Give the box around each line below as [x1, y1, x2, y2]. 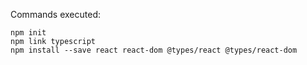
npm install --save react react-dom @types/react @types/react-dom [10, 45, 298, 55]
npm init [10, 28, 47, 38]
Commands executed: [10, 9, 102, 20]
